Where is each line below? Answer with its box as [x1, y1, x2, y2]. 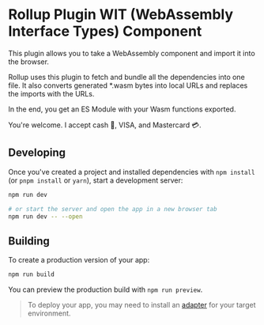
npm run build [8, 270, 55, 278]
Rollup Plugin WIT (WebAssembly [8, 6, 234, 24]
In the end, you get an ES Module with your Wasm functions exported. [8, 104, 236, 114]
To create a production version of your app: [8, 255, 150, 265]
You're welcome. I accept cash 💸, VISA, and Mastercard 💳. [8, 120, 202, 130]
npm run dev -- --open [8, 212, 83, 221]
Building [8, 234, 50, 248]
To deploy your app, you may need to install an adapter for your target [27, 300, 256, 310]
